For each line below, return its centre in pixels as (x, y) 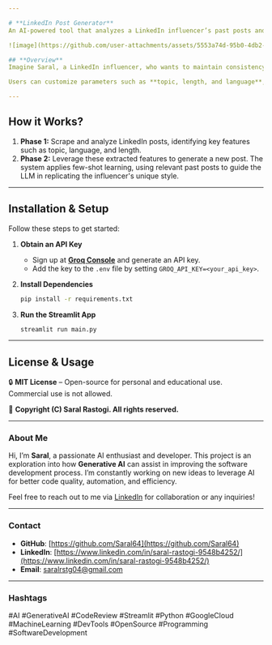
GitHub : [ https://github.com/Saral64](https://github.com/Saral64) (130, 543)
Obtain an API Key (51, 244)
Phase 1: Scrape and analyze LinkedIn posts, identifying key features (135, 141)
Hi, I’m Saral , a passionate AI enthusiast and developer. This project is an (130, 455)
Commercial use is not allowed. (61, 394)
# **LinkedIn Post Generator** (61, 23)
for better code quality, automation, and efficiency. (93, 481)
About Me (28, 438)
